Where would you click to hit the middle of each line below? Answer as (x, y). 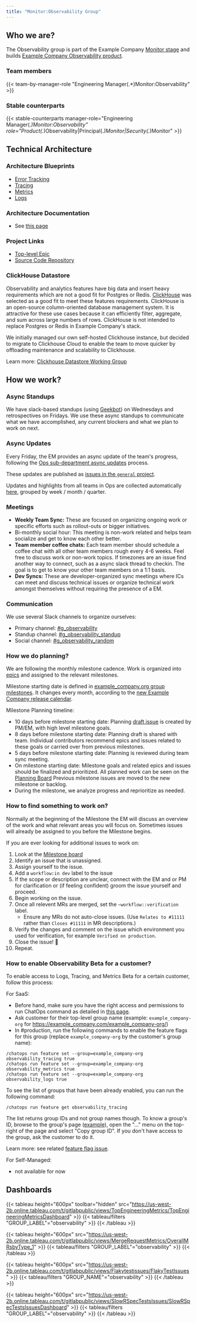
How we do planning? (38, 656)
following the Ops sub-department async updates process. (78, 463)
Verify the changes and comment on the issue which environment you (99, 929)
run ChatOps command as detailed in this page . (72, 1012)
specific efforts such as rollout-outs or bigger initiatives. (83, 526)
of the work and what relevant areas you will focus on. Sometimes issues (94, 825)
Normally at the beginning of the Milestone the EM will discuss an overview (97, 819)
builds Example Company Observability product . (65, 56)
